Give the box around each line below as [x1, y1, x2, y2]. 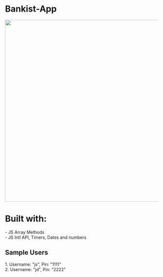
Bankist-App [5, 3, 57, 15]
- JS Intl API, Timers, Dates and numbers [5, 234, 86, 240]
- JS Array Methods [5, 229, 45, 235]
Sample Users [5, 248, 49, 257]
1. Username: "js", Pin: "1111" [5, 261, 62, 267]
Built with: [5, 213, 47, 224]
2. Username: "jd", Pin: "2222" [5, 266, 66, 272]
